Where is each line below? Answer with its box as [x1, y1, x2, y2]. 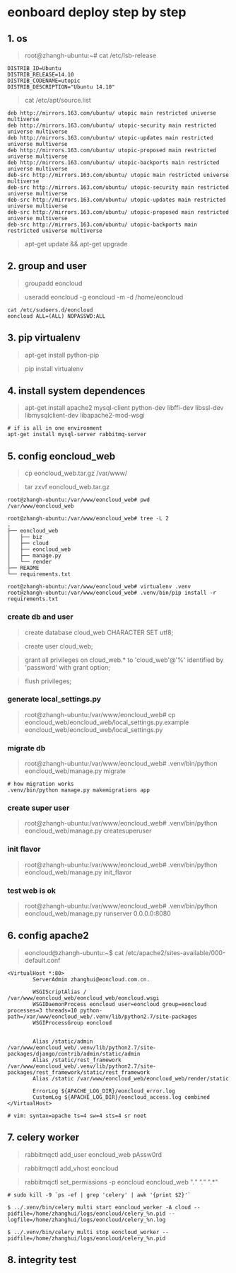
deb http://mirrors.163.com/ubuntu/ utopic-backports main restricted [7, 159, 220, 166]
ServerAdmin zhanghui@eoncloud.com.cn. [33, 976, 151, 983]
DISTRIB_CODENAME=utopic [7, 77, 81, 84]
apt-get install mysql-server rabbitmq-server [7, 431, 147, 438]
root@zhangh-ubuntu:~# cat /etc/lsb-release [24, 51, 157, 59]
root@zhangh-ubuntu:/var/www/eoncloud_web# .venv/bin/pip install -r [7, 589, 217, 597]
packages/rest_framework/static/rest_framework [7, 1068, 151, 1076]
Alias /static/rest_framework [33, 1056, 122, 1063]
